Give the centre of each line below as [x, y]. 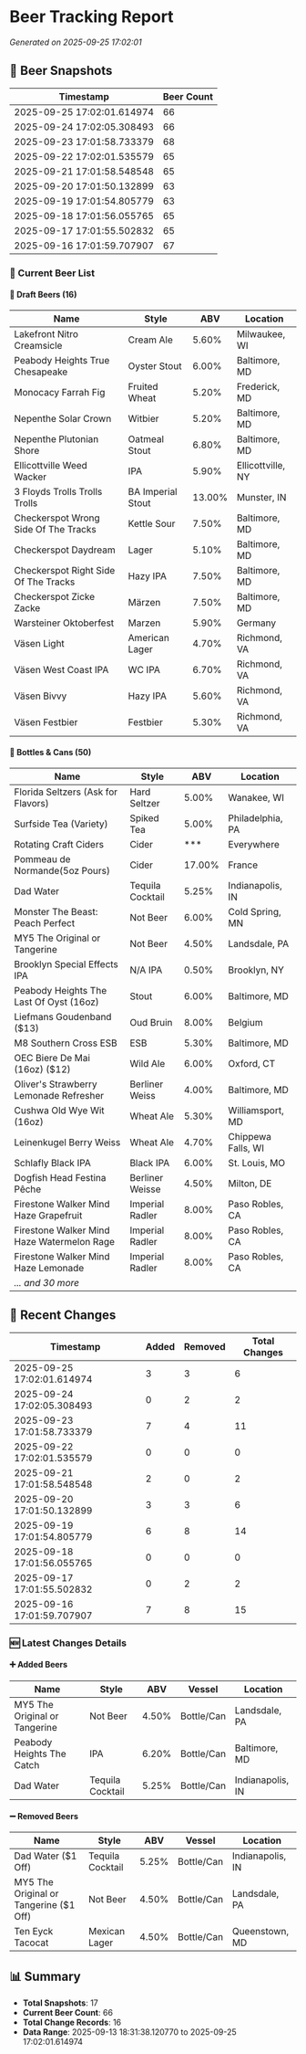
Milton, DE [250, 1184]
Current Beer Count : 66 [68, 2013]
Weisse [145, 1189]
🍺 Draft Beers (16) [43, 295]
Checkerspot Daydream [65, 550]
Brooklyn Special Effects [66, 964]
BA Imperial [153, 491]
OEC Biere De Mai [52, 1059]
